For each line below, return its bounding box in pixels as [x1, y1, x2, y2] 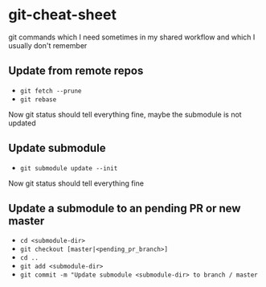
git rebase [19, 95, 57, 104]
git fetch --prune [19, 87, 82, 95]
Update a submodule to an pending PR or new [8, 201, 241, 215]
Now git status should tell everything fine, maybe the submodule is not [8, 109, 243, 119]
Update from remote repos [8, 64, 144, 78]
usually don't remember [8, 40, 88, 50]
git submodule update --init [19, 164, 118, 172]
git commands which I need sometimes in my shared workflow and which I [8, 32, 256, 42]
